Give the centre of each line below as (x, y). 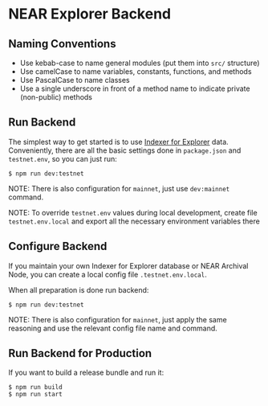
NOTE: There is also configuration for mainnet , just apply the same (118, 319)
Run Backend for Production (80, 353)
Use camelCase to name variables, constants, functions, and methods (136, 72)
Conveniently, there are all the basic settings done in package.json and (125, 150)
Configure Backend (58, 246)
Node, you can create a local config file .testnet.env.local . (108, 274)
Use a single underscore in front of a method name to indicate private (135, 88)
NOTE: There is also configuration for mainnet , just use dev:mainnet (119, 188)
